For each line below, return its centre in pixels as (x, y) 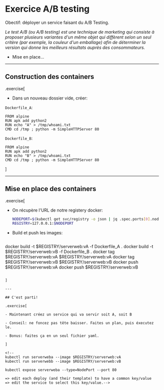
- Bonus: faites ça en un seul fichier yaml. (52, 336)
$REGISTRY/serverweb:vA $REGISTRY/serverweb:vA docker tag (70, 257)
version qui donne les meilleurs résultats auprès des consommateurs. (75, 47)
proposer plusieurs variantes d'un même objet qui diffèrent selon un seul (78, 37)
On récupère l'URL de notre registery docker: (58, 210)
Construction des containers (50, 77)
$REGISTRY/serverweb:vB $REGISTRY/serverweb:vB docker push (72, 262)
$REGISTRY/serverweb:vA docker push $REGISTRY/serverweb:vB (72, 267)
